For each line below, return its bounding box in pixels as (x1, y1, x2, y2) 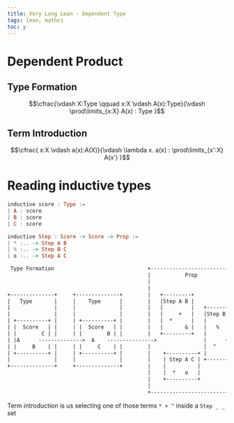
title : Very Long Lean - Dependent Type (7, 10, 127, 17)
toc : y (7, 23, 26, 30)
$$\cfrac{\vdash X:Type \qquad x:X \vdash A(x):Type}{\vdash (29, 99, 205, 108)
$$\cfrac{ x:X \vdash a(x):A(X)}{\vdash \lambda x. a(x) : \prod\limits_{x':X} (10, 146, 224, 155)
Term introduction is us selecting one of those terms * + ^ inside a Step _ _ (7, 401, 225, 410)
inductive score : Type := (7, 201, 86, 208)
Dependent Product (7, 53, 123, 69)
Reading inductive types (7, 178, 151, 194)
